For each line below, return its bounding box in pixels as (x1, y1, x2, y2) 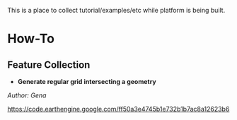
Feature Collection (7, 59, 91, 71)
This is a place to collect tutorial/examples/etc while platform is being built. (7, 6, 226, 14)
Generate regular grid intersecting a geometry (17, 78, 157, 85)
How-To (7, 31, 55, 47)
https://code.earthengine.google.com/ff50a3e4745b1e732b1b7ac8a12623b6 (7, 105, 230, 113)
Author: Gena (7, 91, 47, 100)
